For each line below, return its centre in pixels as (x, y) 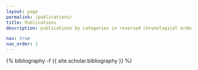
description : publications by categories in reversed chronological (92, 28)
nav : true (18, 39)
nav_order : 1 (22, 44)
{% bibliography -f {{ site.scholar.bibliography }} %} (69, 61)
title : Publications (32, 22)
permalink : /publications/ (39, 17)
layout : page (22, 11)
